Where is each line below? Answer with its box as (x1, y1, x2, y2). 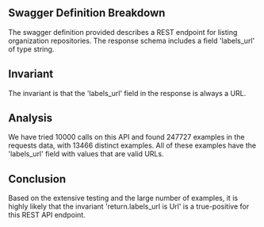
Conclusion (8, 172, 67, 186)
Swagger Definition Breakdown (8, 6, 166, 20)
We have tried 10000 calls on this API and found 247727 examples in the (8, 133, 245, 142)
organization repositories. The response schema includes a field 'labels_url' (8, 36, 255, 45)
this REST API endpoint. (8, 210, 86, 220)
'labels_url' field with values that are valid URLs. (8, 149, 164, 159)
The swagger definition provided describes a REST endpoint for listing (8, 27, 238, 37)
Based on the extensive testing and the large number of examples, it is (8, 194, 239, 203)
